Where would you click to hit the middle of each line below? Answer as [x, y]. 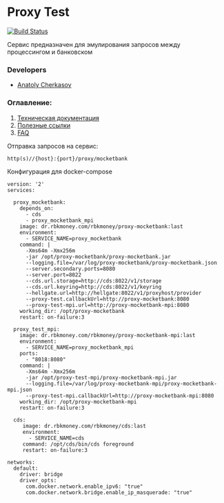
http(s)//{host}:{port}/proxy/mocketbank [68, 159]
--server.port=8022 [53, 275]
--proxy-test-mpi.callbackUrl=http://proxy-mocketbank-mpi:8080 [120, 396]
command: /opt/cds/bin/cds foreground [78, 444]
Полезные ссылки [44, 125]
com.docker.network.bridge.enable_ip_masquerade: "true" [109, 492]
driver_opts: [38, 480]
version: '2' [26, 184]
